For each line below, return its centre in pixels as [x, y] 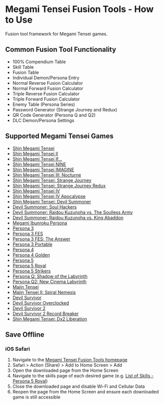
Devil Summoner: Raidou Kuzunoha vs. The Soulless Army [72, 212]
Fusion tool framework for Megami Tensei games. [56, 34]
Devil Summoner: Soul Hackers [44, 207]
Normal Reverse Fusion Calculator [48, 83]
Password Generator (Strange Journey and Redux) [65, 109]
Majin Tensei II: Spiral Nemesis [44, 292]
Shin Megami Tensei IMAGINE [43, 170]
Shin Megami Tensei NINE [39, 164]
